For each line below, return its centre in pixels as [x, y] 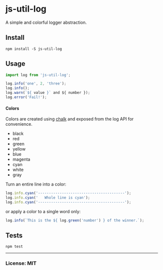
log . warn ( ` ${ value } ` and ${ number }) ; [48, 93]
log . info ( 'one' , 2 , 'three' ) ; [36, 84]
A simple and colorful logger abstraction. [46, 22]
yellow [19, 149]
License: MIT [21, 263]
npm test [14, 247]
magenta [21, 159]
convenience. [19, 124]
